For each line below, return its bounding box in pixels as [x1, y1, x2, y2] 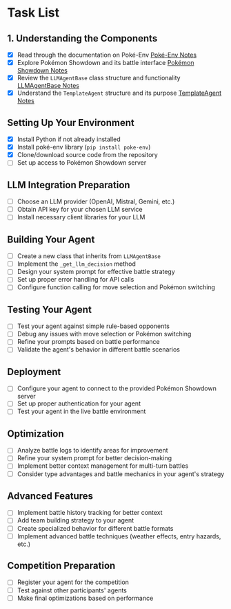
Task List [7, 5, 60, 21]
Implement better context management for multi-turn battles [17, 462, 189, 470]
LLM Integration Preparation [7, 179, 130, 191]
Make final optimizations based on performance [17, 594, 154, 602]
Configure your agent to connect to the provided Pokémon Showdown [17, 384, 217, 392]
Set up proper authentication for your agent [17, 399, 141, 408]
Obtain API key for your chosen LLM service [17, 206, 143, 214]
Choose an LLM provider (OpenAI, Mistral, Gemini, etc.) [17, 197, 175, 206]
